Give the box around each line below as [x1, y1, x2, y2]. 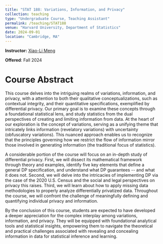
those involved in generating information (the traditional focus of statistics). [5, 142, 156, 148]
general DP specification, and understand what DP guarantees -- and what [5, 167, 155, 173]
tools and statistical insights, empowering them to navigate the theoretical [5, 223, 153, 229]
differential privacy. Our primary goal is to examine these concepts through [5, 106, 156, 112]
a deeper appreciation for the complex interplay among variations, [5, 212, 138, 218]
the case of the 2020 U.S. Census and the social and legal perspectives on [5, 177, 155, 183]
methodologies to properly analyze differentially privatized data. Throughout [5, 188, 158, 193]
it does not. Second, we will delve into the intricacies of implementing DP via [5, 172, 158, 178]
